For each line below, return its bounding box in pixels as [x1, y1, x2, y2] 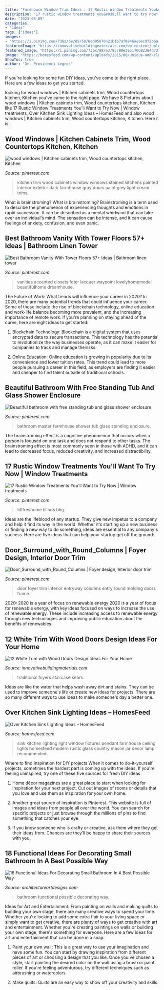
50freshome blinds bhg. [17, 507, 65, 513]
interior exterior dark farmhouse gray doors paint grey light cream [17, 184, 150, 190]
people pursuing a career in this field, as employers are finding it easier [12, 364, 156, 370]
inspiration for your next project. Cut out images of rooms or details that [12, 785, 157, 791]
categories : [5, 20, 29, 26]
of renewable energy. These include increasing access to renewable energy [5, 610, 158, 616]
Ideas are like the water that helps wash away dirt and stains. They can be [5, 684, 154, 689]
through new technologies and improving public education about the [5, 616, 143, 622]
